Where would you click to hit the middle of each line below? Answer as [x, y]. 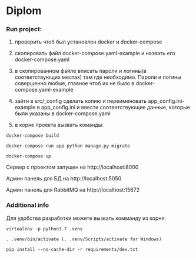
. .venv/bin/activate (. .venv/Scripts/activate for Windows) [84, 239]
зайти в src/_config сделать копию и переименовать [81, 101]
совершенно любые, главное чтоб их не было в [74, 83]
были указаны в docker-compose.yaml [62, 113]
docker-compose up [29, 156]
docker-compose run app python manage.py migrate [68, 146]
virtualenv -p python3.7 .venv [44, 229]
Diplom [24, 11]
